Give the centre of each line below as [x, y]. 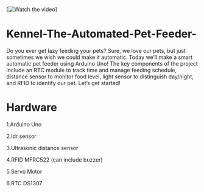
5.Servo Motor [24, 171]
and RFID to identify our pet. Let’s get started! [63, 83]
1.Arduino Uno [24, 124]
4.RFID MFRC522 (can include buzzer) [55, 159]
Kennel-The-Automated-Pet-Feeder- [101, 34]
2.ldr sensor [21, 136]
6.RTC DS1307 [24, 183]
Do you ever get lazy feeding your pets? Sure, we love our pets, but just [96, 50]
